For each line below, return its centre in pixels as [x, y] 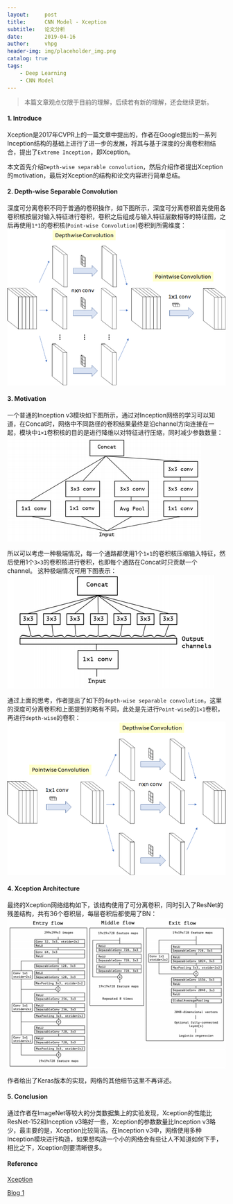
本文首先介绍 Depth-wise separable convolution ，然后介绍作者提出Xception [115, 166]
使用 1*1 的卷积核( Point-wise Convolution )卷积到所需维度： [103, 225]
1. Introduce [25, 119]
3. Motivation [27, 399]
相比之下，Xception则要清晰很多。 [57, 1147]
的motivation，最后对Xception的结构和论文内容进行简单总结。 [96, 175]
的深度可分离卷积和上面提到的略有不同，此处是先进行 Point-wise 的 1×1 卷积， [115, 709]
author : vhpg [32, 44]
